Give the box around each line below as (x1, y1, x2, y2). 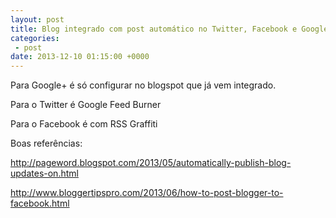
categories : (10, 33, 60, 43)
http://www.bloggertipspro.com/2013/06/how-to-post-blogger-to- (10, 187, 284, 199)
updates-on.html (10, 167, 79, 180)
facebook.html (10, 197, 70, 210)
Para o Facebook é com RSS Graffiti (10, 118, 158, 130)
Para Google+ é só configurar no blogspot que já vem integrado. (10, 79, 277, 91)
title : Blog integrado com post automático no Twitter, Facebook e (10, 24, 298, 34)
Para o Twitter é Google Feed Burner (10, 99, 162, 111)
